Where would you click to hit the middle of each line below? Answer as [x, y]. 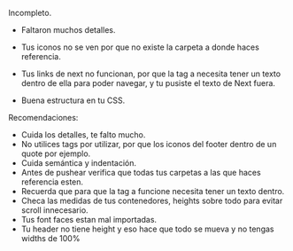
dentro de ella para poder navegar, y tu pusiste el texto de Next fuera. [148, 83]
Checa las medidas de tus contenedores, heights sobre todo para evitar [152, 200]
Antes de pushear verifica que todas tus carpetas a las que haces [141, 173]
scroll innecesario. [55, 210]
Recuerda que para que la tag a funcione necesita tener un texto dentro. [153, 191]
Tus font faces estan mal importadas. [89, 220]
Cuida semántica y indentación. [78, 163]
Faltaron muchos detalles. [68, 30]
